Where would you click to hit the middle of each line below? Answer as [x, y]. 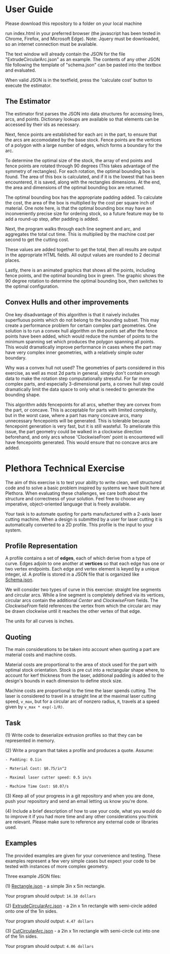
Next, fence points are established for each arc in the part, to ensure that [81, 134]
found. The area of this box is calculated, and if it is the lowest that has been [85, 176]
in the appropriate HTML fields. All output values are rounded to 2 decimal [82, 255]
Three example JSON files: [33, 876]
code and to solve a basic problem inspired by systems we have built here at [85, 488]
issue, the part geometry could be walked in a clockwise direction [74, 431]
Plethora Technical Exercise [65, 468]
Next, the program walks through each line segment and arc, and [73, 229]
